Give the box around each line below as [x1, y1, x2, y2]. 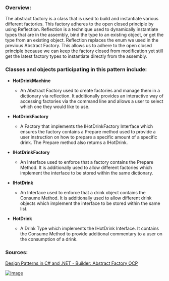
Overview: [5, 4, 31, 11]
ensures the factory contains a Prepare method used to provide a [20, 128, 156, 134]
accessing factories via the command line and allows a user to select [20, 98, 163, 104]
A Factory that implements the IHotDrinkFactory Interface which [20, 123, 153, 129]
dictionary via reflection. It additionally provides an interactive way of [20, 93, 164, 99]
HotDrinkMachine [12, 78, 51, 84]
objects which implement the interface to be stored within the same [20, 200, 160, 206]
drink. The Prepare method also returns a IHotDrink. [20, 139, 128, 146]
